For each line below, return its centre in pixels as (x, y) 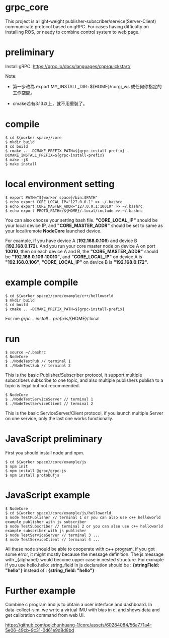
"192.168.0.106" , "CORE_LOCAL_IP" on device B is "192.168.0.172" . (77, 262)
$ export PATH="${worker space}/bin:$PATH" (52, 197)
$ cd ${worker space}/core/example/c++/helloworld (59, 296)
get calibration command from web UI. (45, 615)
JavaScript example (48, 495)
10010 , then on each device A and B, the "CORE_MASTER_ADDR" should (82, 251)
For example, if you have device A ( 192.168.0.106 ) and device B (71, 241)
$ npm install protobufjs (32, 475)
